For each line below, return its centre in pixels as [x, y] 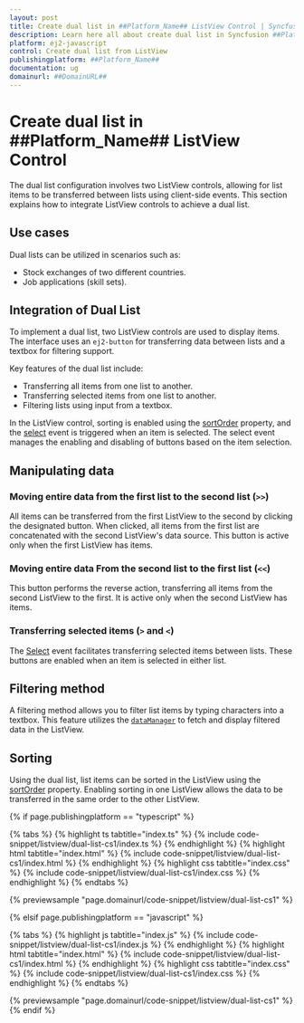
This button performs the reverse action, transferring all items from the [141, 588]
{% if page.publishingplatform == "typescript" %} [102, 817]
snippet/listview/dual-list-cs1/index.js [79, 945]
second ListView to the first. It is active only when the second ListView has [148, 598]
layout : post [34, 18]
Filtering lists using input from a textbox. [97, 406]
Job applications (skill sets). [75, 282]
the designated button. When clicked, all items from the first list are [134, 526]
